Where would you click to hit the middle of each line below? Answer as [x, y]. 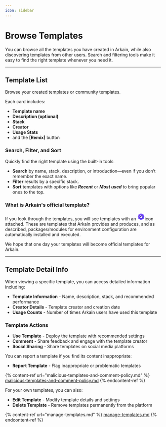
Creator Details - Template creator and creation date [66, 307]
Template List [26, 80]
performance [26, 302]
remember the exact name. [40, 176]
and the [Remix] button [36, 138]
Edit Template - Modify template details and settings [66, 400]
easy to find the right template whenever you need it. [59, 60]
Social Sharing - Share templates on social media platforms [73, 347]
